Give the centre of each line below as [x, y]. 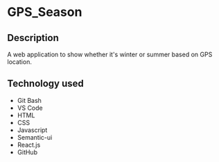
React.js [29, 145]
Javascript [32, 130]
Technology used [46, 84]
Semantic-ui [35, 137]
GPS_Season [45, 12]
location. [20, 62]
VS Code [30, 108]
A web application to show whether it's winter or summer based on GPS [110, 54]
